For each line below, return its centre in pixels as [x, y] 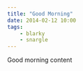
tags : [15, 27]
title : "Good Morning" [40, 14]
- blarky [32, 33]
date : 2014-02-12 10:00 [42, 20]
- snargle [34, 40]
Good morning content [40, 60]
